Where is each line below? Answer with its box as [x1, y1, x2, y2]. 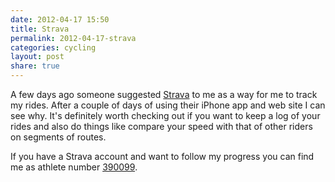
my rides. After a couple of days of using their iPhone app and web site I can [10, 99, 326, 111]
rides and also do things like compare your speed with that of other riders [10, 121, 313, 132]
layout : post [10, 52, 65, 62]
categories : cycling [10, 42, 97, 53]
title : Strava [10, 24, 70, 34]
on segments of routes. [10, 131, 107, 143]
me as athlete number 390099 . [10, 161, 138, 173]
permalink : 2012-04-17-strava [10, 33, 137, 43]
